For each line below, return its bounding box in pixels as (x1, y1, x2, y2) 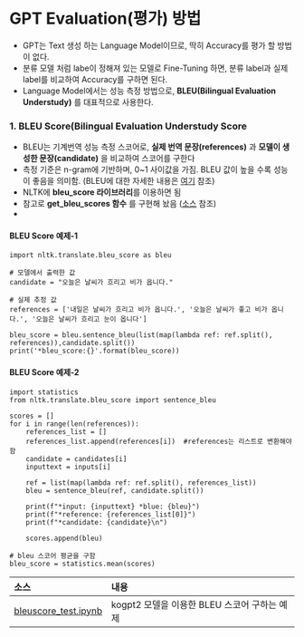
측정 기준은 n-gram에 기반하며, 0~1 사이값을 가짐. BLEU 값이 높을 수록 (22, 164, 271, 175)
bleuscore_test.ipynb (14, 604, 103, 617)
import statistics (9, 387, 79, 397)
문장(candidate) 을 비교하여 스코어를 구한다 (39, 153, 195, 164)
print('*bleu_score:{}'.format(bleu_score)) (9, 346, 180, 356)
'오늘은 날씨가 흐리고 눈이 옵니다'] (31, 314, 147, 324)
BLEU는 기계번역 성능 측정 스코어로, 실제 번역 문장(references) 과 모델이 (22, 141, 280, 152)
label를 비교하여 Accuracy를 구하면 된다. (22, 73, 168, 84)
